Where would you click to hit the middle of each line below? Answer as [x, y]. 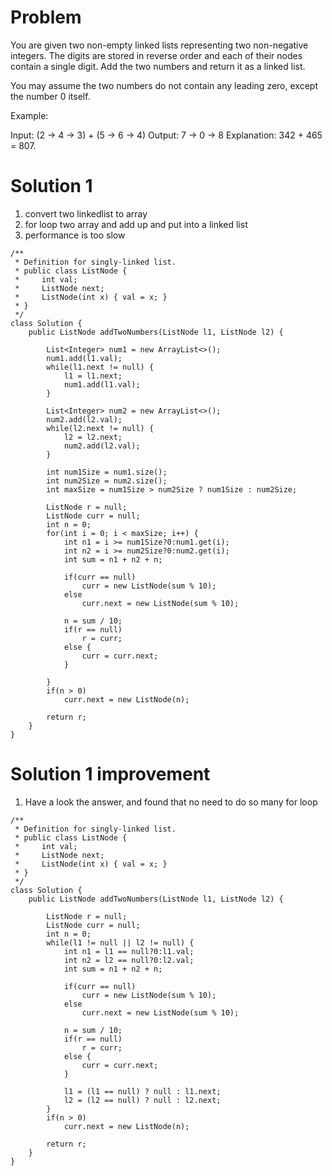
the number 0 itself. [50, 96]
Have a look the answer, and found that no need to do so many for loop [171, 802]
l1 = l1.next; [93, 376]
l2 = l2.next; [93, 437]
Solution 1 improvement [110, 774]
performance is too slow [75, 235]
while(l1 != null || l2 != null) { [120, 942]
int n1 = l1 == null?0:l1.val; [129, 951]
